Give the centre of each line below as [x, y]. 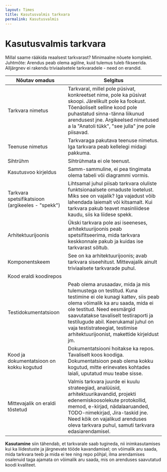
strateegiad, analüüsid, [94, 388]
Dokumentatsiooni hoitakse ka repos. [111, 348]
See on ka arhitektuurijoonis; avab [108, 256]
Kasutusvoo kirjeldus [32, 172]
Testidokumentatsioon [34, 313]
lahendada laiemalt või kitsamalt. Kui [110, 202]
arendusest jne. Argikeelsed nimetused [113, 120]
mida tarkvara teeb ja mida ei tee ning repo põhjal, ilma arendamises [75, 455]
